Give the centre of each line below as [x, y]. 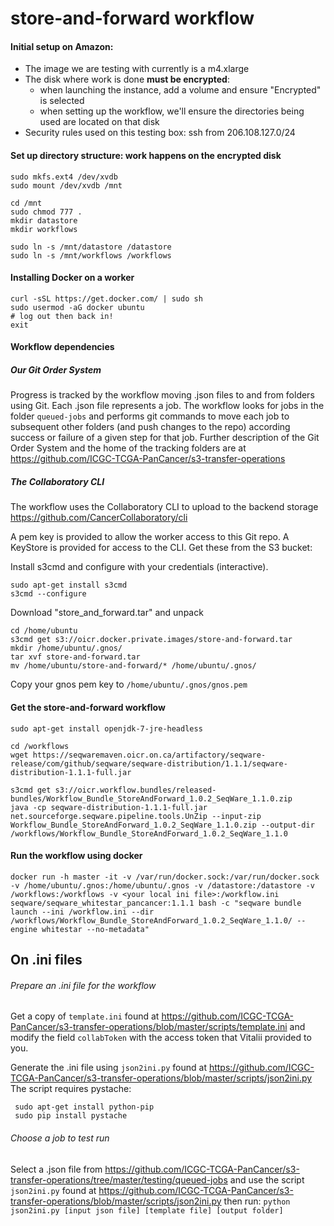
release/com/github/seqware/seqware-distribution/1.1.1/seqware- [149, 763]
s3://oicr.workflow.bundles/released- [135, 790]
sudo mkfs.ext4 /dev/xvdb [64, 177]
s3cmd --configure [48, 594]
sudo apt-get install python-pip [84, 1107]
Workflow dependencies [62, 347]
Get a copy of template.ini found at [85, 1016]
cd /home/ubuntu [44, 631]
